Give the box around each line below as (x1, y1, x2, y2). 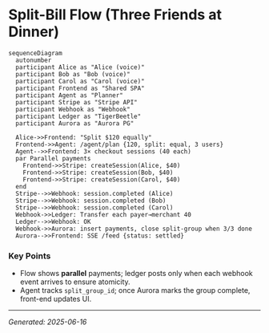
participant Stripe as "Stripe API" (15, 98, 138, 106)
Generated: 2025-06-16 (8, 317, 87, 327)
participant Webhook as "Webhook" (15, 105, 130, 113)
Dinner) (8, 22, 60, 41)
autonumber (15, 56, 52, 64)
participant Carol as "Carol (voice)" (15, 77, 146, 85)
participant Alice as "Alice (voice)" (15, 63, 146, 71)
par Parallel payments (15, 154, 91, 162)
